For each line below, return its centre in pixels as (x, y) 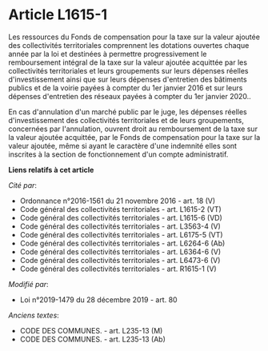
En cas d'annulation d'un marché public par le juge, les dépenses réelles (128, 112)
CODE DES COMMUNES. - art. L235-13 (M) (91, 330)
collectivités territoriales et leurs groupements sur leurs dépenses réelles (128, 70)
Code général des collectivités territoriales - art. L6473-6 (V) (120, 260)
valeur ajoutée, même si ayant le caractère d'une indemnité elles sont (123, 146)
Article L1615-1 (58, 15)
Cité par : (23, 185)
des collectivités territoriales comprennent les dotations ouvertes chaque (129, 45)
